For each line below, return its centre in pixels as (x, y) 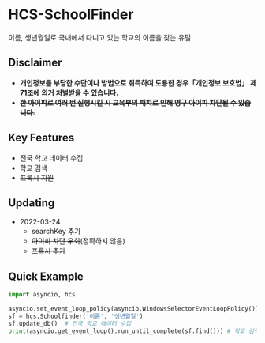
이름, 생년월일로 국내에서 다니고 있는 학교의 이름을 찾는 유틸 (100, 37)
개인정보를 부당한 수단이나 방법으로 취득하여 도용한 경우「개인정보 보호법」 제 (138, 83)
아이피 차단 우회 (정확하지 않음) (78, 241)
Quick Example (46, 276)
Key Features (41, 138)
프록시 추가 (48, 251)
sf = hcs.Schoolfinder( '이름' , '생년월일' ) (76, 316)
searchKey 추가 (56, 232)
